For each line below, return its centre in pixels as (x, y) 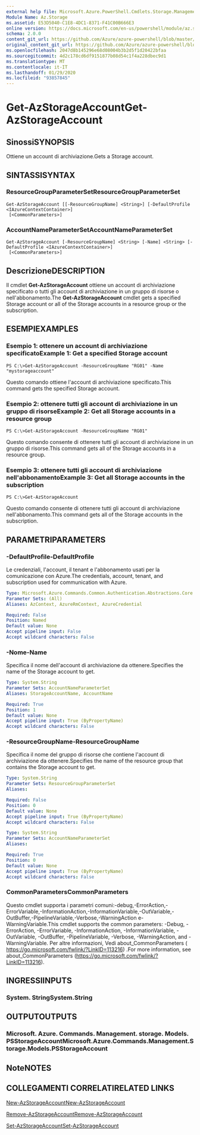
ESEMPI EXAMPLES (42, 329)
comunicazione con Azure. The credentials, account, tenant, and (85, 576)
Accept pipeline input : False (44, 631)
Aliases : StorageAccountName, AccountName (60, 693)
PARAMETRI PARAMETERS (56, 540)
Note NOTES (29, 1068)
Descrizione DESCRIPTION (56, 271)
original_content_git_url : (40, 45)
